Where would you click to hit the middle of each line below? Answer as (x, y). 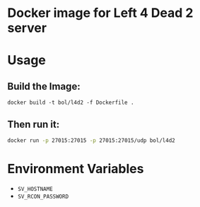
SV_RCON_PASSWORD (43, 196)
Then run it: (34, 124)
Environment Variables (76, 169)
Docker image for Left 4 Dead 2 (100, 13)
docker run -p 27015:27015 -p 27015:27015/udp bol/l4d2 (91, 141)
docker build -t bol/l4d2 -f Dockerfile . (71, 103)
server (27, 28)
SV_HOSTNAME (35, 189)
